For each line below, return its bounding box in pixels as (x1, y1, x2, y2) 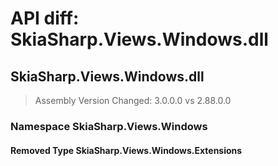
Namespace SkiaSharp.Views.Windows (10, 119, 208, 133)
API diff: (10, 7, 80, 30)
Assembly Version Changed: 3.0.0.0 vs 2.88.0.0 (34, 95, 232, 106)
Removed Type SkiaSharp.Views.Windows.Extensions (10, 144, 243, 156)
